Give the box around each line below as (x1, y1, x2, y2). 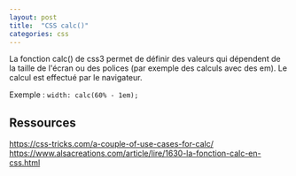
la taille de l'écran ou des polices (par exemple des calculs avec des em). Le (9, 63, 288, 73)
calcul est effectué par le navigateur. (9, 73, 143, 83)
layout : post (9, 12, 58, 22)
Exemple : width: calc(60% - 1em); (9, 89, 139, 100)
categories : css (9, 29, 69, 38)
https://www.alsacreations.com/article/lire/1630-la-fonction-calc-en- (9, 148, 261, 159)
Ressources (9, 115, 77, 130)
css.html (9, 157, 41, 168)
